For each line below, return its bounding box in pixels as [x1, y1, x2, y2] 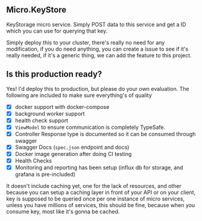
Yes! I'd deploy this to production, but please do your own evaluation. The [6, 85, 189, 92]
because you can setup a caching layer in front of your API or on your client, [6, 189, 196, 196]
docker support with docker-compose [14, 103, 110, 110]
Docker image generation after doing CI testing [14, 151, 132, 157]
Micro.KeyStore [6, 5, 67, 15]
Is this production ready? [6, 69, 103, 79]
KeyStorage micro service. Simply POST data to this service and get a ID [6, 20, 186, 28]
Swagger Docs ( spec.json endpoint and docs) [14, 143, 130, 151]
